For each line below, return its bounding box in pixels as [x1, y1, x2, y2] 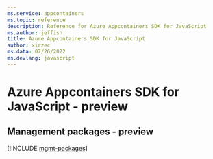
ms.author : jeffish [7, 29, 63, 36]
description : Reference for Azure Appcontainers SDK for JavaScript [7, 23, 207, 29]
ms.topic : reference [7, 16, 66, 23]
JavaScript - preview [7, 99, 129, 114]
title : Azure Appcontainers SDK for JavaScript [7, 36, 146, 42]
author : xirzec [7, 42, 51, 49]
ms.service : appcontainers [7, 10, 84, 17]
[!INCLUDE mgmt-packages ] [7, 144, 88, 152]
